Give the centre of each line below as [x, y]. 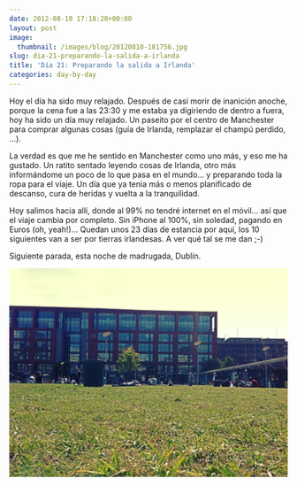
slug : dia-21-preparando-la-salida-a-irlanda [94, 56]
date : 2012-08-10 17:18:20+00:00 [71, 19]
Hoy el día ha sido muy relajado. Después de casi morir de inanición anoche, [148, 101]
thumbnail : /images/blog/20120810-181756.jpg [103, 47]
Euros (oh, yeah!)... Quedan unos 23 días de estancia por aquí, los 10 [134, 229]
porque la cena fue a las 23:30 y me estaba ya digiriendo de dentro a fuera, [147, 110]
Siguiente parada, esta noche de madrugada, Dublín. [105, 256]
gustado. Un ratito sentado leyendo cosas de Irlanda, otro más [123, 165]
